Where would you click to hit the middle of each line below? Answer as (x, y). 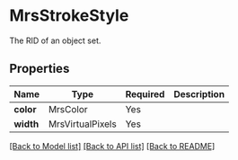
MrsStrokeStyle (69, 16)
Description (199, 93)
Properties (40, 69)
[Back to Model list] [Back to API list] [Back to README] (112, 146)
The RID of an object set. (55, 40)
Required (145, 93)
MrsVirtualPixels (82, 124)
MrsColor (68, 109)
